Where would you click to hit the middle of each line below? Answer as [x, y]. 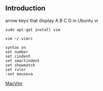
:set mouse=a [19, 74]
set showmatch [20, 65]
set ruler [16, 70]
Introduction [25, 8]
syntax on [16, 48]
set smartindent [22, 61]
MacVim [14, 83]
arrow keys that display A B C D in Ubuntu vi [52, 20]
